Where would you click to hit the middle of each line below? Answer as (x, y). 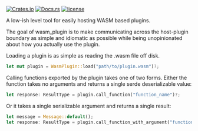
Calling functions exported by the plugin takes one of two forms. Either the (97, 78)
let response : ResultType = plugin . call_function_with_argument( (88, 122)
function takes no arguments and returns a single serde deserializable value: (99, 84)
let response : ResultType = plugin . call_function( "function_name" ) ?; (93, 95)
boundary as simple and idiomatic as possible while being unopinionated (94, 38)
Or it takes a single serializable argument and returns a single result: (89, 106)
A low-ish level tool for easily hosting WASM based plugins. (78, 20)
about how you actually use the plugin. (53, 44)
